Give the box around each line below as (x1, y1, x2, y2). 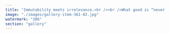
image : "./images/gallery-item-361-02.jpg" (5, 12, 99, 17)
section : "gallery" (5, 21, 47, 26)
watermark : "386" (5, 16, 42, 21)
